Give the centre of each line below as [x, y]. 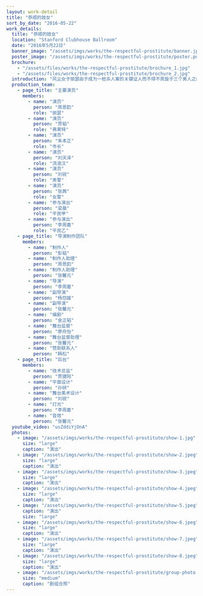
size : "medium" [41, 579]
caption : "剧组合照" [46, 584]
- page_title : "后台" [43, 360]
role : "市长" [49, 146]
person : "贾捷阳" [53, 376]
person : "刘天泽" [53, 157]
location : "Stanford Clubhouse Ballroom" [65, 40]
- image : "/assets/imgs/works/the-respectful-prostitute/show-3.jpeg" [108, 472]
